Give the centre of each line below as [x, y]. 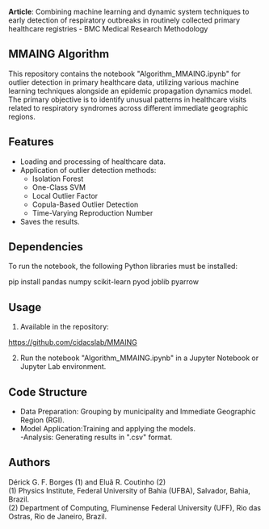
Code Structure [48, 392]
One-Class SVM [59, 187]
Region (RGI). [42, 420]
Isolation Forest [58, 178]
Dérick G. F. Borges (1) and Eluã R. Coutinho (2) [87, 482]
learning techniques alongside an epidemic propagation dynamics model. [130, 90]
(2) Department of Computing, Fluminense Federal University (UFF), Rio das [134, 507]
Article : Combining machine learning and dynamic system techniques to [129, 12]
